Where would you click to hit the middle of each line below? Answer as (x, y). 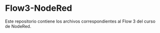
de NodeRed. (18, 26)
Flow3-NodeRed (39, 8)
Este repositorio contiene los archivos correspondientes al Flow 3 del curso (80, 21)
